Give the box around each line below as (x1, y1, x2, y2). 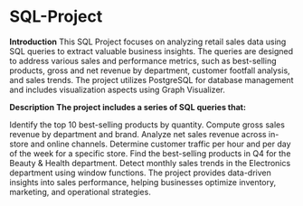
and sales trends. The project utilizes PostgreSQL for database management (9, 74, 294, 85)
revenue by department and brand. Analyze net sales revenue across (9, 128, 267, 139)
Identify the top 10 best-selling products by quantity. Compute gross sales (9, 119, 285, 130)
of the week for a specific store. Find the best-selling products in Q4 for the (9, 147, 291, 159)
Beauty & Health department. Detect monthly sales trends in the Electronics (9, 157, 291, 168)
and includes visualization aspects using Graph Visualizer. (9, 84, 226, 95)
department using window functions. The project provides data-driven (9, 167, 271, 178)
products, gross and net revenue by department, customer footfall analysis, (9, 65, 291, 76)
